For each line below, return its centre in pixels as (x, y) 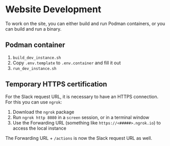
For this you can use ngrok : (34, 102)
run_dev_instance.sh (34, 68)
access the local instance (39, 128)
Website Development (53, 9)
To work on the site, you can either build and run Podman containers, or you (85, 23)
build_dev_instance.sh (37, 58)
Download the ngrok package (43, 112)
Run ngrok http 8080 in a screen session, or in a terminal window (81, 117)
